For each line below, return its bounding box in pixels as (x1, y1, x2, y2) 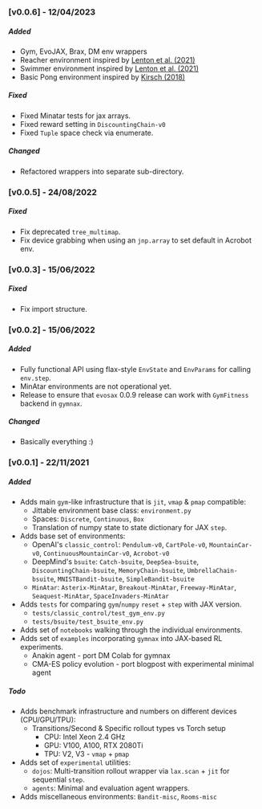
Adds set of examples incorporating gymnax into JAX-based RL (19, 634, 223, 644)
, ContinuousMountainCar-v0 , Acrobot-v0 (38, 549, 170, 558)
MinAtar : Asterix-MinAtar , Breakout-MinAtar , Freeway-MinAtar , (31, 582, 237, 592)
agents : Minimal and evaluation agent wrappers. (31, 783, 190, 793)
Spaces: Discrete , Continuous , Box (31, 514, 144, 524)
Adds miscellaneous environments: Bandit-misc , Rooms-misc (19, 792, 218, 802)
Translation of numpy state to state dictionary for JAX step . (31, 523, 228, 533)
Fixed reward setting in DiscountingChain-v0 (19, 119, 166, 129)
